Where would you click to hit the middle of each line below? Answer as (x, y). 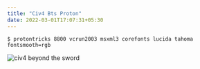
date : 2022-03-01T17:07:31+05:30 (55, 20)
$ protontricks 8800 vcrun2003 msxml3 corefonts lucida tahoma (100, 39)
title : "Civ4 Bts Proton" (44, 13)
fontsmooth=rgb (29, 45)
